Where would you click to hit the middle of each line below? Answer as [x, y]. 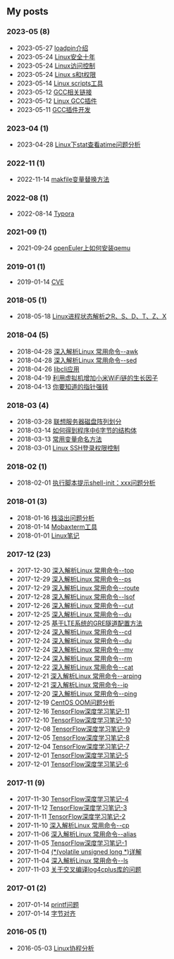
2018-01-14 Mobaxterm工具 [57, 526]
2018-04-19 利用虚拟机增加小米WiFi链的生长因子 [87, 378]
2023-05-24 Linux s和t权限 [56, 74]
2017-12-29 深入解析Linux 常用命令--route [78, 588]
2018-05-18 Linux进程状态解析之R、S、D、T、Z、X [92, 316]
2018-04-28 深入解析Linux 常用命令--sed [77, 360]
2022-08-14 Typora [45, 214]
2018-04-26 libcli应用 [48, 369]
